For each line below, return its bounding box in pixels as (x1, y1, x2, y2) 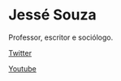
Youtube (8, 63, 37, 74)
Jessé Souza (8, 6, 97, 24)
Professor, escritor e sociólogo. (8, 32, 114, 42)
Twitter (8, 48, 32, 58)
